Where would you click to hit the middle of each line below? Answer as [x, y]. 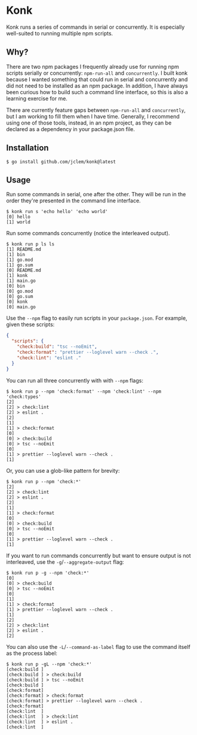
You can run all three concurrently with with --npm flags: [75, 380]
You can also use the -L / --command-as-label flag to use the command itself [98, 646]
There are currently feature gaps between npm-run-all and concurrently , [96, 110]
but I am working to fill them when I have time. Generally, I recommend [93, 116]
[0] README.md [24, 271]
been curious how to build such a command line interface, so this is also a [97, 92]
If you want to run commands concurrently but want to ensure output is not [98, 555]
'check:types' [24, 397]
